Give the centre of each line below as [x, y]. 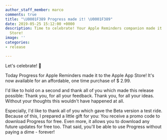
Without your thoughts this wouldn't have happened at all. [65, 101]
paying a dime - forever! [30, 132]
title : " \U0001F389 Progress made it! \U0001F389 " [59, 19]
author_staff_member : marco [34, 10]
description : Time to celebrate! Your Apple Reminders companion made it [84, 28]
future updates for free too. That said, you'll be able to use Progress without [83, 126]
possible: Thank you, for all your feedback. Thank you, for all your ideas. [80, 95]
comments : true [21, 14]
